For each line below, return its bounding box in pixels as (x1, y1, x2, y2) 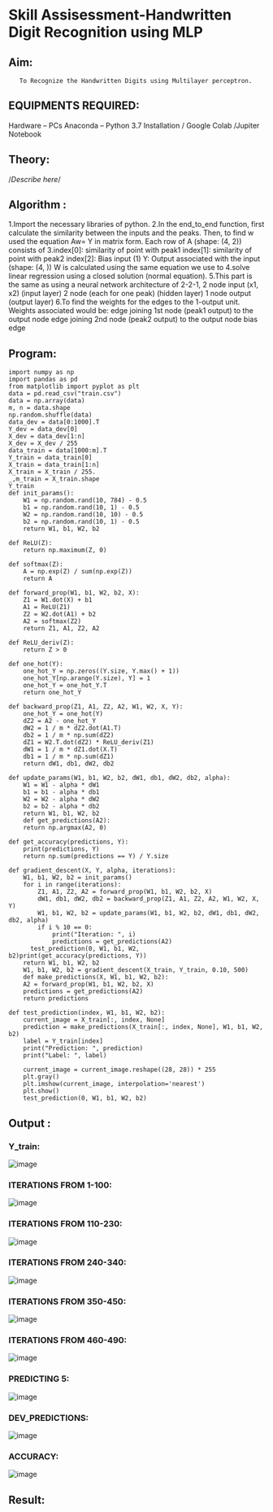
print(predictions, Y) (23, 845, 100, 853)
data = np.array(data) (8, 397, 85, 405)
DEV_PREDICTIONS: (8, 1412, 89, 1423)
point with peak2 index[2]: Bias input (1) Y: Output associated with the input (8, 254, 261, 264)
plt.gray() (23, 1073, 60, 1081)
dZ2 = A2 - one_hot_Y (23, 717, 96, 725)
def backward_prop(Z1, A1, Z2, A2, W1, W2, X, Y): (8, 703, 184, 711)
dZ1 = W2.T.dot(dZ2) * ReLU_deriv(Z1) (23, 739, 154, 747)
